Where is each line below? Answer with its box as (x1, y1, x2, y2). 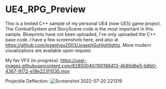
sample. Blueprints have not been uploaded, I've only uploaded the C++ (5, 31, 156, 37)
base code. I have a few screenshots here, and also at (5, 37, 119, 43)
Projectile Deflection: (5, 78, 49, 84)
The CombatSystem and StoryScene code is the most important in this (5, 25, 153, 32)
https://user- (60, 57, 87, 63)
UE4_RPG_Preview (5, 4, 86, 15)
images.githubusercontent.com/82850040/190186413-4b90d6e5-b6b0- (5, 63, 158, 69)
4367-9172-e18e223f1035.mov (5, 68, 70, 74)
